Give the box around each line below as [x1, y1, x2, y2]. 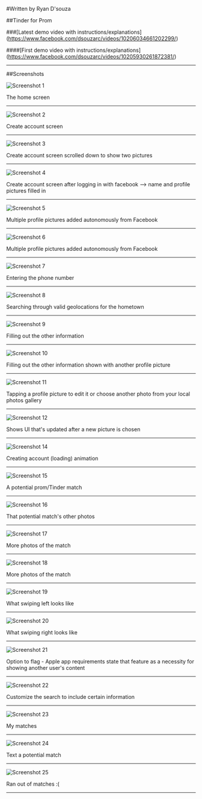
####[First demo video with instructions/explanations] [6, 46, 141, 54]
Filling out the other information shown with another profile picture [6, 361, 171, 368]
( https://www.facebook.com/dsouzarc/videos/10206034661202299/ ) [6, 35, 179, 42]
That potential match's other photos [6, 513, 95, 520]
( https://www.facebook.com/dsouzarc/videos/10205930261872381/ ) [6, 53, 177, 60]
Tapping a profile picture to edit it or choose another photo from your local [6, 390, 191, 397]
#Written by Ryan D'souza [6, 5, 71, 12]
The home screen [6, 93, 50, 101]
